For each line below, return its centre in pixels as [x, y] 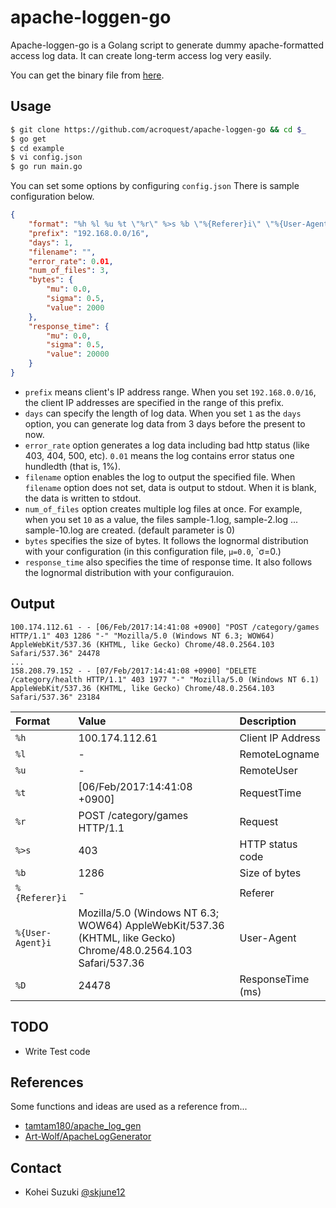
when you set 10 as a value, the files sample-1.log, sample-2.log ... [161, 519]
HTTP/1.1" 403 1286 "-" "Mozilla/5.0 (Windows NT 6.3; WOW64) [142, 636]
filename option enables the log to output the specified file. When [160, 477]
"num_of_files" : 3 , [69, 271]
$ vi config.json [46, 157]
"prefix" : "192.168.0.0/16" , [89, 233]
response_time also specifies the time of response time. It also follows [168, 562]
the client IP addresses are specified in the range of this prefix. [154, 402]
